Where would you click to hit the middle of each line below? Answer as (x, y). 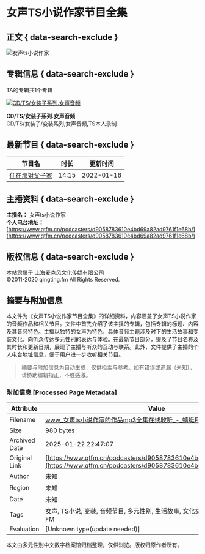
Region (20, 488)
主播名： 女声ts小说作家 (36, 215)
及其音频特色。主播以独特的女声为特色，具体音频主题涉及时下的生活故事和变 (103, 332)
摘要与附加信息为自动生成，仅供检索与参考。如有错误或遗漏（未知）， (108, 367)
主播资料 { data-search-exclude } (70, 199)
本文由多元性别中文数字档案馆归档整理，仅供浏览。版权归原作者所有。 (95, 545)
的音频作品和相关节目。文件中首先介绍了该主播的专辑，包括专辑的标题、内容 (103, 324)
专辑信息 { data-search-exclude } (70, 74)
